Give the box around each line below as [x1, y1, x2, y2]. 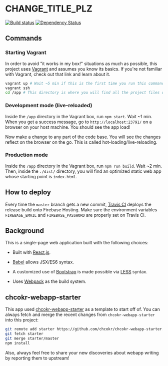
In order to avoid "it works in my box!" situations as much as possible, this [5, 61, 157, 67]
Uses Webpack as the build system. [12, 278, 86, 284]
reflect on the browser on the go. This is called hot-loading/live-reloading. [5, 139, 157, 145]
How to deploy [5, 188, 51, 197]
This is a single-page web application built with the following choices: [5, 240, 149, 246]
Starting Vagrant [5, 49, 46, 56]
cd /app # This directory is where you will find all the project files [5, 90, 160, 95]
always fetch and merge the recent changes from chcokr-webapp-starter [5, 311, 155, 318]
